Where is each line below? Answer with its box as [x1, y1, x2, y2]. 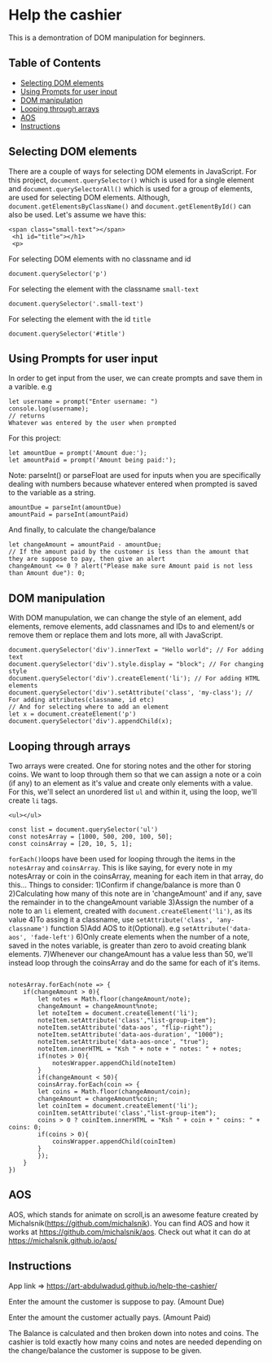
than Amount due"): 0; [8, 569, 86, 577]
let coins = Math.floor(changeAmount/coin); [37, 1088, 191, 1096]
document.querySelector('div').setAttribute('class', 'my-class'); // [8, 689, 253, 697]
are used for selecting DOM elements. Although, [8, 192, 170, 202]
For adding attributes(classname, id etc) [8, 696, 155, 704]
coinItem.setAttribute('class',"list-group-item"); [37, 1109, 217, 1117]
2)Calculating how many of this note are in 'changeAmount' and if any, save [8, 889, 262, 898]
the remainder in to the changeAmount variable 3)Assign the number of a [8, 897, 254, 907]
